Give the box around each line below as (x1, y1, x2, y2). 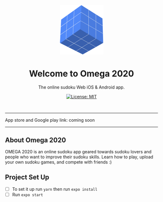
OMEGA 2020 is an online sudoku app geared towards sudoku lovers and (5, 148, 152, 154)
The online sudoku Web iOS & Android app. (38, 84, 125, 90)
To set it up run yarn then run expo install (12, 186, 98, 192)
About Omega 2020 (5, 136, 66, 144)
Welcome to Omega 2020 (29, 68, 134, 79)
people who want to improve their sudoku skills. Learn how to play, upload (5, 154, 154, 160)
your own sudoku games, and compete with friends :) (5, 159, 112, 165)
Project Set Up (5, 173, 49, 182)
